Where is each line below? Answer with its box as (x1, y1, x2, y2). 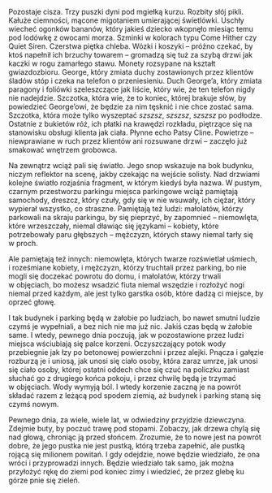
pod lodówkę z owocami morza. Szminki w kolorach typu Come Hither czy (8, 32, 257, 42)
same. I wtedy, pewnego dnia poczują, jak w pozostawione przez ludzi (8, 331, 244, 339)
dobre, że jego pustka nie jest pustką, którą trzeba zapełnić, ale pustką (8, 441, 245, 450)
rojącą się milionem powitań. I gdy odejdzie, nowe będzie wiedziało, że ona (8, 450, 261, 459)
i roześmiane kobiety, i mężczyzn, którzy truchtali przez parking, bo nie (8, 263, 247, 272)
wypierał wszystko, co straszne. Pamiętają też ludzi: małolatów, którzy (8, 204, 244, 214)
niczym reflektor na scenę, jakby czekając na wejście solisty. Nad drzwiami (8, 170, 260, 179)
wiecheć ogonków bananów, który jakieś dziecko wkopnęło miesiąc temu (8, 24, 254, 33)
